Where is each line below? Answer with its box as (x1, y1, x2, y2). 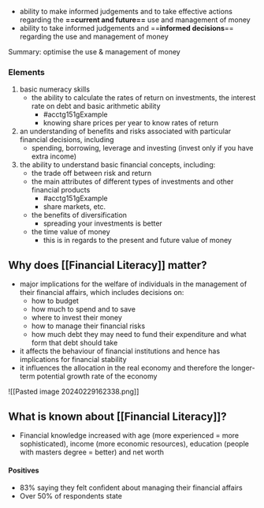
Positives (8, 465, 39, 475)
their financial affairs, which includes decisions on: (19, 288, 184, 297)
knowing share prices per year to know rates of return (43, 118, 219, 128)
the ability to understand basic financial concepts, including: (19, 160, 216, 170)
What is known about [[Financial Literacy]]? (8, 409, 227, 423)
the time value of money (31, 227, 110, 237)
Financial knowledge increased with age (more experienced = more (19, 430, 239, 440)
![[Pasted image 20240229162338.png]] (8, 387, 139, 397)
